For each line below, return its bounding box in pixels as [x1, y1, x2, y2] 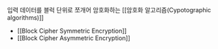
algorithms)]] [7, 14, 44, 22]
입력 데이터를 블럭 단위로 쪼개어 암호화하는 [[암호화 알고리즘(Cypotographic [7, 6, 211, 14]
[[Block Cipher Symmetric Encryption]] [16, 27, 127, 35]
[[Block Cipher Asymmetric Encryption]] [16, 34, 130, 42]
